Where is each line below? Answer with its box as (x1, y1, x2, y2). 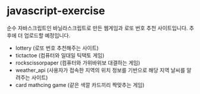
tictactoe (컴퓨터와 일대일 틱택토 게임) (15, 51, 105, 59)
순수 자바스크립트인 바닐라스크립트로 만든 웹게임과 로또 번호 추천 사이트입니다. (7, 24, 188, 31)
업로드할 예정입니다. (24, 31, 71, 39)
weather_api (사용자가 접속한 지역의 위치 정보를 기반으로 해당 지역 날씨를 (15, 66, 186, 73)
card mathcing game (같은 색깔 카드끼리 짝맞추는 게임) (15, 81, 145, 88)
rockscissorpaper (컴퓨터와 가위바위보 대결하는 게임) (15, 59, 140, 66)
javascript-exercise (7, 4, 105, 18)
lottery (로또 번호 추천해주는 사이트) (15, 44, 99, 51)
